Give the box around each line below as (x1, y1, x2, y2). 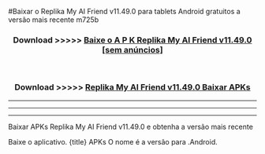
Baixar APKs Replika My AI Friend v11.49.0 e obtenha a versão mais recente (8, 122, 254, 131)
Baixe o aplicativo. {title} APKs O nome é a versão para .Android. (8, 137, 218, 146)
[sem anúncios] (102, 44, 163, 55)
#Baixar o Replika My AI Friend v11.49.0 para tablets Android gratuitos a (8, 7, 241, 16)
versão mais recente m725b (8, 15, 99, 24)
